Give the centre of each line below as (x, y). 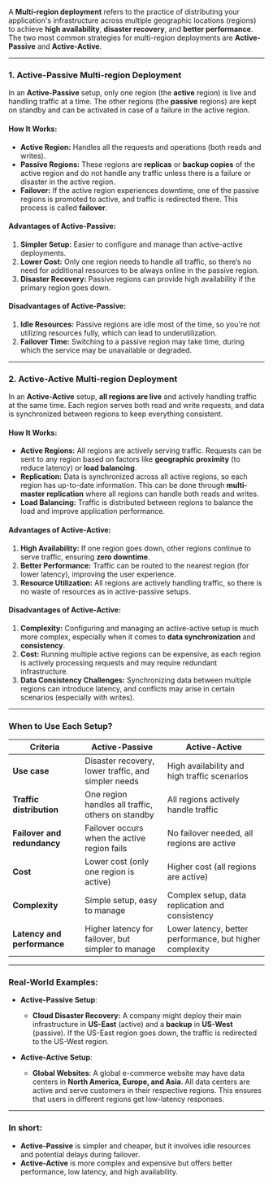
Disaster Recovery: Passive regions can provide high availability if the (138, 279)
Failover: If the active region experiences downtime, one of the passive (140, 190)
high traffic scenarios (208, 776)
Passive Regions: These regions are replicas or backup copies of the (138, 164)
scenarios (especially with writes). (78, 697)
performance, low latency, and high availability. (99, 1171)
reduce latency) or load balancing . (78, 468)
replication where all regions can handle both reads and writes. (152, 494)
